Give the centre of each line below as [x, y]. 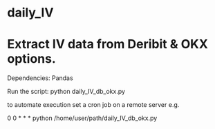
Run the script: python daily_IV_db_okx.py [66, 92]
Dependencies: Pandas [40, 78]
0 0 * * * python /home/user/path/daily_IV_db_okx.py [82, 118]
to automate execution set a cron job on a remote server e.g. [93, 105]
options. [32, 59]
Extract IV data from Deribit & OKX [108, 44]
